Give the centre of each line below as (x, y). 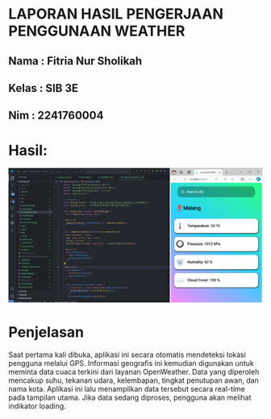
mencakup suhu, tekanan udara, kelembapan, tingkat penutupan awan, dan (134, 380)
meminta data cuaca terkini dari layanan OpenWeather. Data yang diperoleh (134, 371)
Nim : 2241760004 (56, 116)
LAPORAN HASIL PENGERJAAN (116, 14)
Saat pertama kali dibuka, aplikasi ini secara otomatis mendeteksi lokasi (127, 355)
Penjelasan (46, 332)
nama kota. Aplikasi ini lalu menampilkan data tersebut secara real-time (127, 388)
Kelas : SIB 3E (44, 88)
